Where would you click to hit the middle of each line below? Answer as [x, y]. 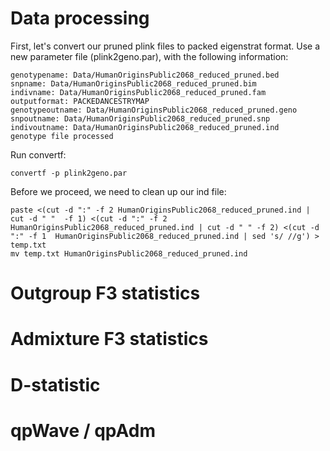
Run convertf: [38, 154]
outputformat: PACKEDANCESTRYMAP [80, 101]
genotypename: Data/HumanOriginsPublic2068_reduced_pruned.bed [145, 75]
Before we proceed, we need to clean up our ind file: [118, 191]
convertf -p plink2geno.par [69, 173]
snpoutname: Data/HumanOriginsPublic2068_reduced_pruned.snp [140, 118]
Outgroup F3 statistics [105, 293]
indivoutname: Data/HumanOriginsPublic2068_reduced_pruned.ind [145, 127]
